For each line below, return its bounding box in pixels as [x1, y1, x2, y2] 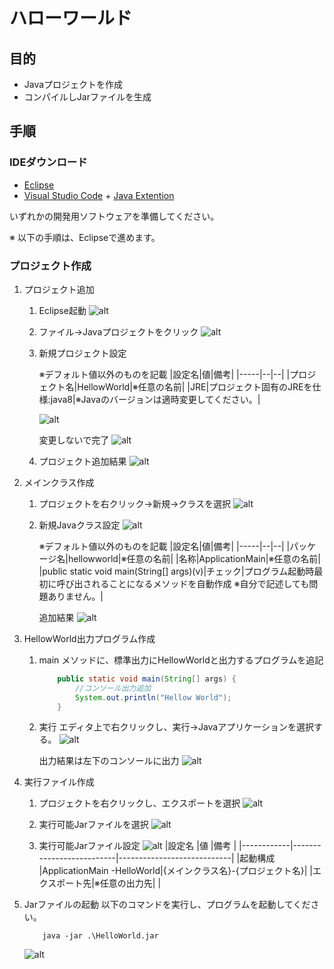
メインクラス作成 [23, 476, 95, 488]
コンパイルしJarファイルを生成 [23, 91, 152, 103]
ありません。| [47, 590, 104, 602]
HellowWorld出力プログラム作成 [23, 632, 156, 644]
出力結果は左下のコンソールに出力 [38, 755, 180, 767]
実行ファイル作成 [23, 776, 95, 788]
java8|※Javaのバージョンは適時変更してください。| [50, 393, 261, 405]
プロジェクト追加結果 [38, 455, 127, 467]
